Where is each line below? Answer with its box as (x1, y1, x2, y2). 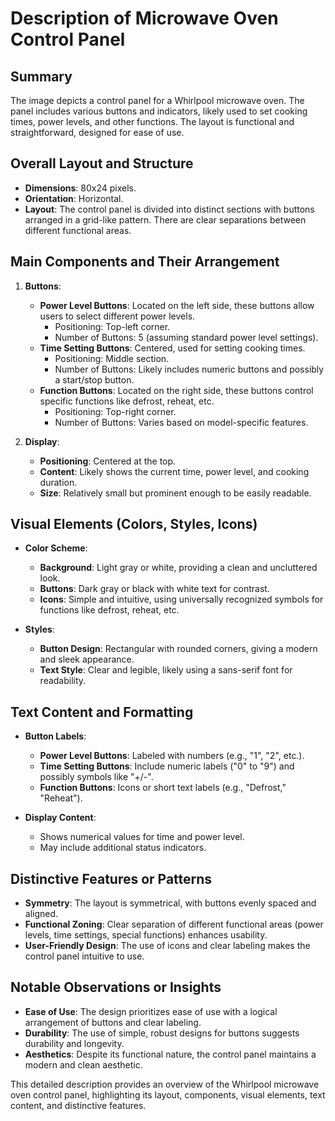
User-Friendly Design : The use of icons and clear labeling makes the (24, 940, 311, 952)
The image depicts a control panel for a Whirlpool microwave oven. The (10, 95, 305, 106)
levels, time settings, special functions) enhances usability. (24, 929, 268, 941)
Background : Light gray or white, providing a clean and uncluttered (39, 562, 318, 574)
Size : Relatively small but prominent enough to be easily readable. (39, 487, 312, 499)
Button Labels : (24, 730, 87, 742)
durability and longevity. (24, 1037, 125, 1049)
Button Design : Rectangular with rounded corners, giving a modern (39, 643, 318, 655)
